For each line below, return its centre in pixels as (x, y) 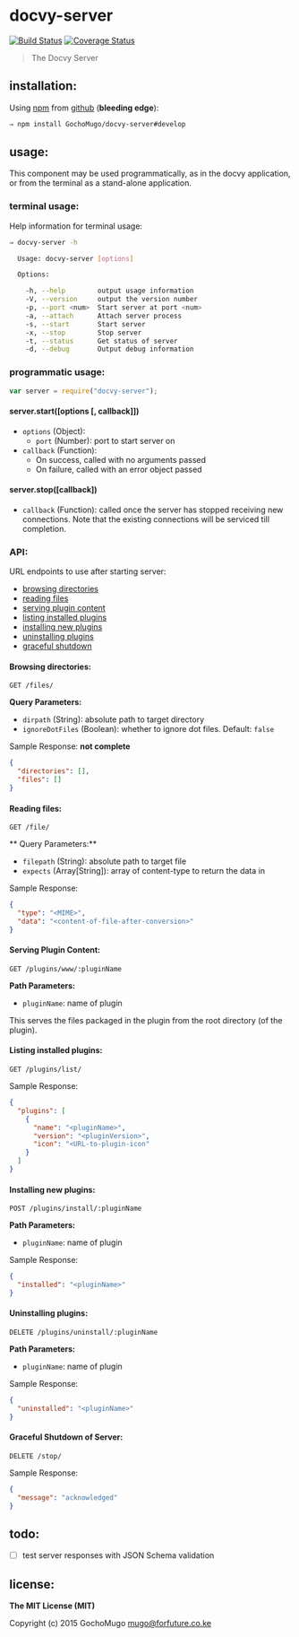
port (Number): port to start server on (105, 440)
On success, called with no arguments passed (121, 459)
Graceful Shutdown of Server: (66, 1437)
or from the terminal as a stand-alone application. (101, 183)
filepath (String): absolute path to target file (104, 861)
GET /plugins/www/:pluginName (66, 969)
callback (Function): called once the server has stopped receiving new (153, 509)
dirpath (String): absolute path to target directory (113, 719)
